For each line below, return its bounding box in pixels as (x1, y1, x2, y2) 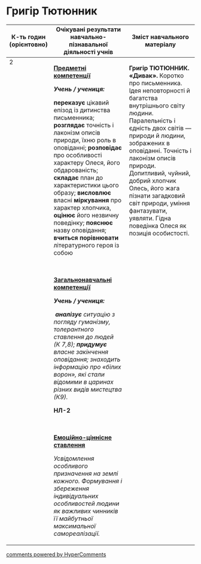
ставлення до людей (53, 332, 114, 341)
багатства (129, 94, 158, 102)
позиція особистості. (129, 229, 190, 237)
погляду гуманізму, (53, 317, 111, 326)
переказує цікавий (53, 98, 109, 106)
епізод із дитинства (53, 106, 111, 114)
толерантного (53, 325, 95, 333)
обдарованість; (53, 166, 99, 174)
